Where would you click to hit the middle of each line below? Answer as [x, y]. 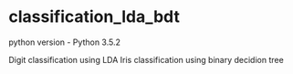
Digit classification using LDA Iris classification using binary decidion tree [146, 59]
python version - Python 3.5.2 [64, 42]
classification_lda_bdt [94, 17]
